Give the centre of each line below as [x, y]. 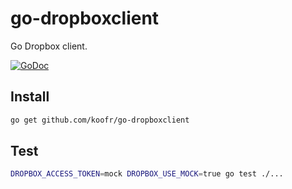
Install [30, 97]
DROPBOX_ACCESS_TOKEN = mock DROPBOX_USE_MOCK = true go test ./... [147, 174]
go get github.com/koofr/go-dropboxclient [100, 120]
